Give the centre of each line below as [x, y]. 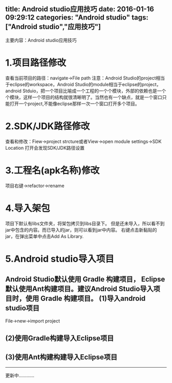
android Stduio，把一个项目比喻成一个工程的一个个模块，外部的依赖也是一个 [86, 91]
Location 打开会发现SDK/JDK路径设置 [45, 148]
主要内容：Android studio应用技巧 [41, 40]
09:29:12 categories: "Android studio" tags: [77, 18]
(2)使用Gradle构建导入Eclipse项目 [60, 338]
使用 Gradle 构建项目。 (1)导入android [85, 299]
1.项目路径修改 [36, 63]
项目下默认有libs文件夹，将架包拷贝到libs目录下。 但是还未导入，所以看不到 [85, 223]
